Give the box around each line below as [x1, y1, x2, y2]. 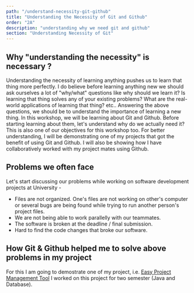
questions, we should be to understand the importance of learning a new [6, 108, 182, 115]
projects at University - [6, 184, 61, 191]
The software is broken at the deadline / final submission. [14, 220, 153, 227]
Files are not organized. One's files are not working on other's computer [14, 195, 188, 202]
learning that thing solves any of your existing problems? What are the [6, 95, 175, 103]
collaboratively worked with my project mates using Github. [6, 145, 149, 152]
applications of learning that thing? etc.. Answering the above [20, 101, 169, 108]
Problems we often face [6, 162, 95, 172]
